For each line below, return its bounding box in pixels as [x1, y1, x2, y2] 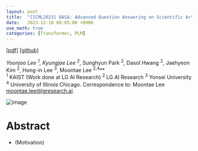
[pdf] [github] [6, 47, 39, 54]
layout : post [6, 8, 38, 15]
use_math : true [6, 25, 44, 31]
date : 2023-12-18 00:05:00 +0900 [6, 19, 94, 25]
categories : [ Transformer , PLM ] [6, 31, 85, 37]
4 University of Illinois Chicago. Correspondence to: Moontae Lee [6, 80, 165, 88]
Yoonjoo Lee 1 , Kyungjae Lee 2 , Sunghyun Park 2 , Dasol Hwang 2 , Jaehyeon [6, 58, 190, 66]
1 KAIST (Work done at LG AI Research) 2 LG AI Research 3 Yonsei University [6, 73, 192, 81]
